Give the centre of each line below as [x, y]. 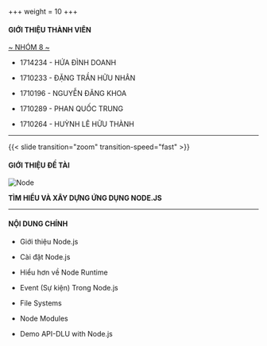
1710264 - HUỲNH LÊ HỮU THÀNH [77, 124]
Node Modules [44, 318]
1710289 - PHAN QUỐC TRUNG [72, 109]
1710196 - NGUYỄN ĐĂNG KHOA [73, 94]
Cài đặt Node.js [45, 256]
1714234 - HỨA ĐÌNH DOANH [68, 63]
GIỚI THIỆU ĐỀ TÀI [39, 165]
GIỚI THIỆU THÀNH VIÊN [50, 29]
